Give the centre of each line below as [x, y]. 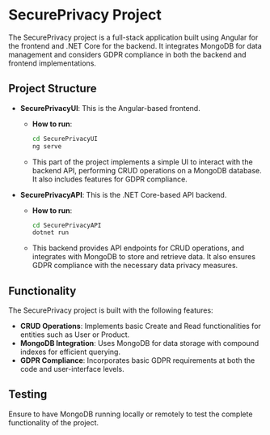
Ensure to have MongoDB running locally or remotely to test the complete [131, 414]
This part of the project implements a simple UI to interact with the [142, 162]
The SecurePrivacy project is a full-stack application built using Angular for [133, 37]
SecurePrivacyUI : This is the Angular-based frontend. [110, 108]
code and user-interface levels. [72, 369]
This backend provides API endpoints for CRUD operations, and [138, 248]
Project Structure [53, 89]
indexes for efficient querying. [70, 352]
